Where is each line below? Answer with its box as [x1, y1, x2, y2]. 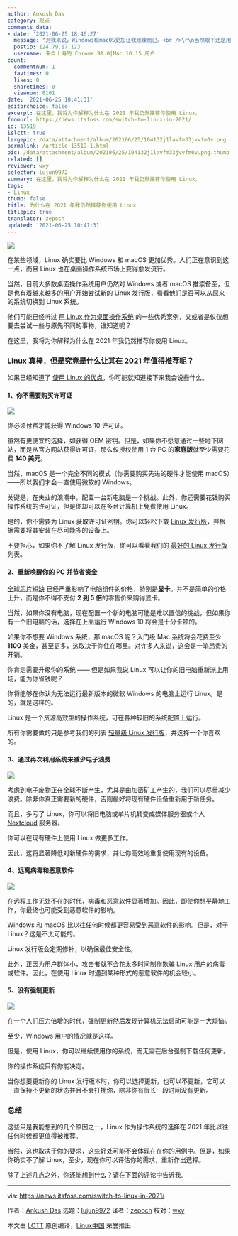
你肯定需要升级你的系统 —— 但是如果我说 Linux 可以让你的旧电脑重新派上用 [7, 666, 229, 674]
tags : [7, 182, 23, 189]
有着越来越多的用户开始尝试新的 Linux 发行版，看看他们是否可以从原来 [19, 288, 225, 297]
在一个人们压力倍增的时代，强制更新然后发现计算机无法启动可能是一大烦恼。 [7, 1017, 231, 1025]
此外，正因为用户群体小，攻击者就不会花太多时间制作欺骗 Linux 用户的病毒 [7, 960, 225, 968]
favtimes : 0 [13, 70, 50, 77]
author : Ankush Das [7, 10, 65, 18]
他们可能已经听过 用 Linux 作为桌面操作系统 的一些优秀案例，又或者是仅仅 [7, 312, 223, 320]
